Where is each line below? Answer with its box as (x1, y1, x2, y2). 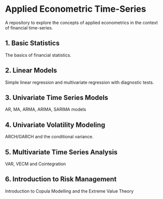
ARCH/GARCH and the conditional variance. (5, 134, 94, 140)
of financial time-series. (5, 25, 53, 30)
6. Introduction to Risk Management (5, 175, 116, 183)
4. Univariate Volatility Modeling (5, 121, 105, 129)
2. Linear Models (5, 66, 57, 75)
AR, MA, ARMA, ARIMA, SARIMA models (5, 106, 87, 112)
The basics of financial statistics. (5, 52, 71, 58)
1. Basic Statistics (5, 39, 60, 48)
